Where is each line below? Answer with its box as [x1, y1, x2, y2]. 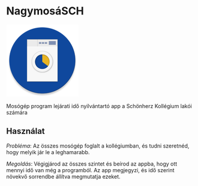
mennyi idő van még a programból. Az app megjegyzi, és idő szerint [6, 166, 175, 173]
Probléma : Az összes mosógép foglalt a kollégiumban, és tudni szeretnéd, [6, 142, 190, 149]
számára [6, 109, 28, 116]
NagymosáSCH [6, 4, 84, 18]
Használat [6, 126, 45, 136]
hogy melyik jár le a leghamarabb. [6, 148, 90, 155]
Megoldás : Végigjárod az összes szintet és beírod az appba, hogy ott [6, 160, 178, 167]
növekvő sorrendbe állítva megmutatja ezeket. [6, 173, 121, 180]
